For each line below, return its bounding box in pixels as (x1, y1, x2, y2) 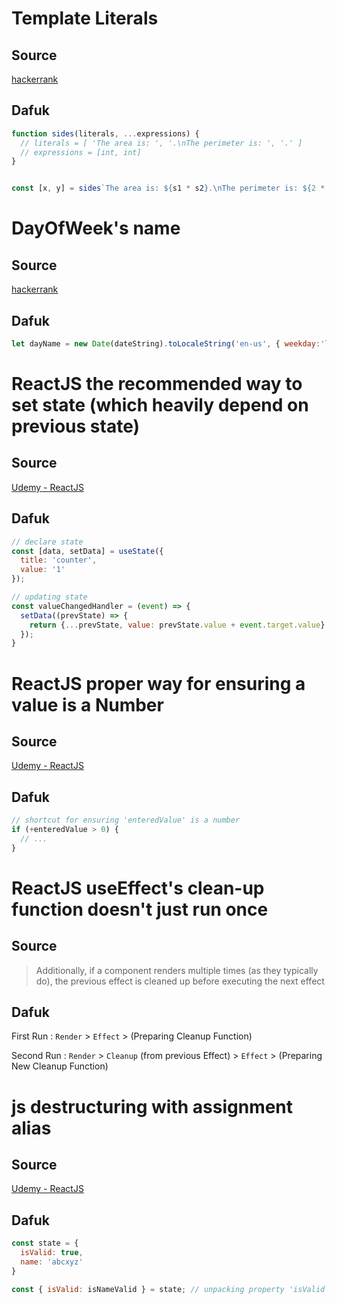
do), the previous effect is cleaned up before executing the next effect (35, 975, 325, 987)
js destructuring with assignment (11, 1095, 294, 1118)
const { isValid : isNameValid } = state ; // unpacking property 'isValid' (11, 1284, 330, 1294)
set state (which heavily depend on (11, 394, 309, 417)
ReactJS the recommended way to (11, 373, 303, 396)
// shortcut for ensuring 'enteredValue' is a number (11, 815, 241, 826)
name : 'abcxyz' (20, 1257, 84, 1267)
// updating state (11, 592, 88, 602)
